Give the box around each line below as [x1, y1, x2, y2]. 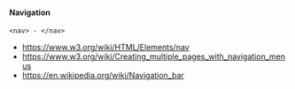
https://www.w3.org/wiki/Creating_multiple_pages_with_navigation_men [21, 51, 286, 62]
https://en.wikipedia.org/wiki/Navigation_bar [21, 70, 184, 81]
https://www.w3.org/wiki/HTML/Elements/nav [21, 42, 190, 53]
